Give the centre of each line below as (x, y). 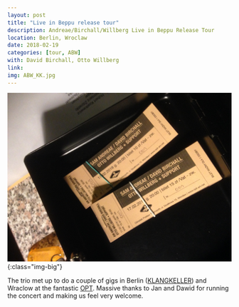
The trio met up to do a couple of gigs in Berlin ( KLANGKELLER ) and (107, 280)
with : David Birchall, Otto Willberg (63, 61)
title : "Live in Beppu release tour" (63, 22)
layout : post (27, 15)
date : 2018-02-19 (33, 45)
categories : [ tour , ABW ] (44, 53)
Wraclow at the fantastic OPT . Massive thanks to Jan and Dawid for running (118, 288)
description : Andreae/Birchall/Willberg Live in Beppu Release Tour (111, 30)
